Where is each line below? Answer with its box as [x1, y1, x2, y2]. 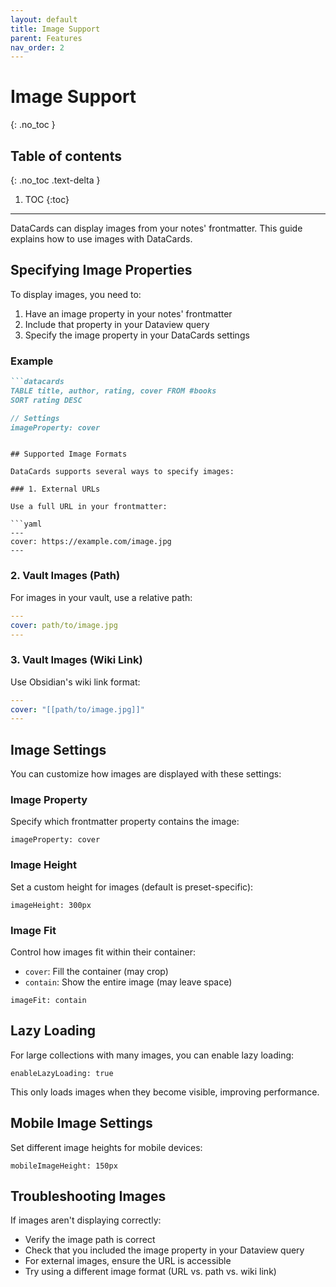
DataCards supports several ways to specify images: [10, 467, 235, 477]
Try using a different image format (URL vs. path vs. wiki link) [24, 1266, 277, 1278]
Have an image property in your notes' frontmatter [24, 307, 233, 320]
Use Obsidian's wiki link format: [10, 676, 141, 688]
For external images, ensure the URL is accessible [24, 1255, 232, 1267]
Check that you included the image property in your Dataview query [24, 1244, 305, 1256]
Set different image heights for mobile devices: [10, 1141, 203, 1153]
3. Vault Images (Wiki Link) [10, 653, 143, 667]
